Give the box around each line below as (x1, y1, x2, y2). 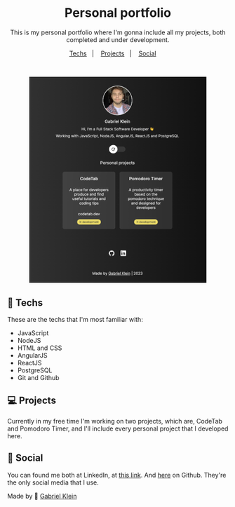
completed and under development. (66, 35, 170, 43)
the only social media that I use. (7, 478, 100, 487)
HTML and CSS (17, 344, 62, 352)
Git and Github (17, 374, 60, 382)
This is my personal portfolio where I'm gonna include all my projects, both (10, 28, 226, 36)
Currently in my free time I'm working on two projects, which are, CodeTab (7, 417, 223, 425)
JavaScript (17, 329, 49, 337)
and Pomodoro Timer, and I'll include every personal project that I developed (7, 424, 229, 433)
